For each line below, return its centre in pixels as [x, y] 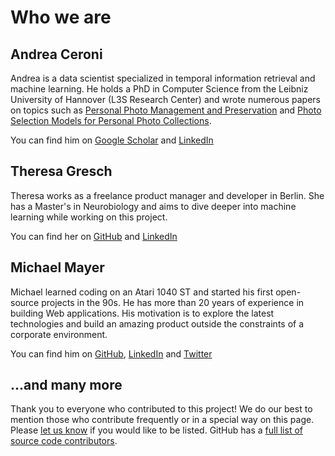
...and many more [66, 385]
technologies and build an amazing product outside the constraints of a [157, 323]
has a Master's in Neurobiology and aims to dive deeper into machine [153, 206]
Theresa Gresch [61, 171]
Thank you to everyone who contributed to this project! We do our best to [161, 409]
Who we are [61, 17]
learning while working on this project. [89, 217]
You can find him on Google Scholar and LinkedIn [112, 140]
